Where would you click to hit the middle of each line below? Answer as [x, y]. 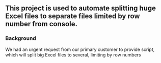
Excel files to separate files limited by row [73, 16]
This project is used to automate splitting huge [81, 8]
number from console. [42, 24]
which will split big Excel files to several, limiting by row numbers [73, 54]
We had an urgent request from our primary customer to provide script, [80, 49]
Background [21, 38]
